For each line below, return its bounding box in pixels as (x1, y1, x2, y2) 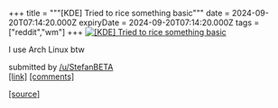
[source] (8, 89, 41, 99)
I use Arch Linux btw (8, 44, 85, 55)
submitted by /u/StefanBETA (8, 62, 114, 72)
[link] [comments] (8, 71, 75, 82)
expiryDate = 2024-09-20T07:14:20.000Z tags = (79, 17, 260, 28)
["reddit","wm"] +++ (8, 27, 83, 37)
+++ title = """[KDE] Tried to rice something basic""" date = (8, 8, 231, 18)
